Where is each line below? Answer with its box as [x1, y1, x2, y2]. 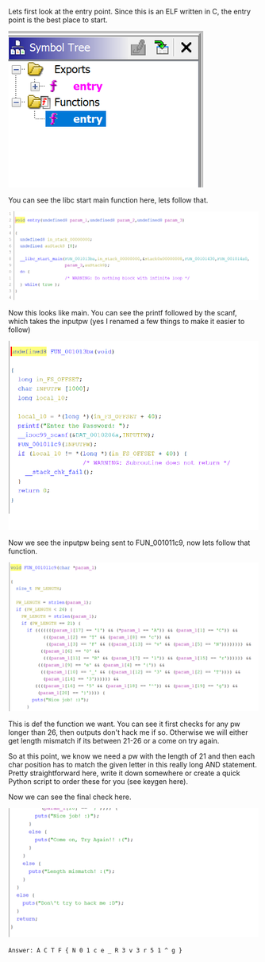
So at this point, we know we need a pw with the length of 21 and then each [8, 751, 255, 761]
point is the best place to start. [8, 15, 109, 25]
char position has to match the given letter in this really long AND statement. [8, 760, 258, 770]
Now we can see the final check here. [8, 792, 132, 802]
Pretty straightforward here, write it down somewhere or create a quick [8, 768, 240, 778]
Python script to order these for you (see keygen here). [8, 777, 189, 786]
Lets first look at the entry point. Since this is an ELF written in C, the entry [8, 7, 252, 16]
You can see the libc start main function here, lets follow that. [8, 195, 209, 205]
